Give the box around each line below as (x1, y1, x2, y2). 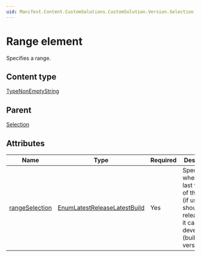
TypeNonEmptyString (6, 87, 60, 95)
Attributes (6, 138, 45, 149)
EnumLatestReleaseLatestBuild (57, 204, 145, 211)
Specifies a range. (6, 55, 51, 62)
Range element (6, 34, 83, 48)
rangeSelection (9, 204, 52, 211)
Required (150, 156, 177, 164)
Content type (6, 71, 57, 81)
